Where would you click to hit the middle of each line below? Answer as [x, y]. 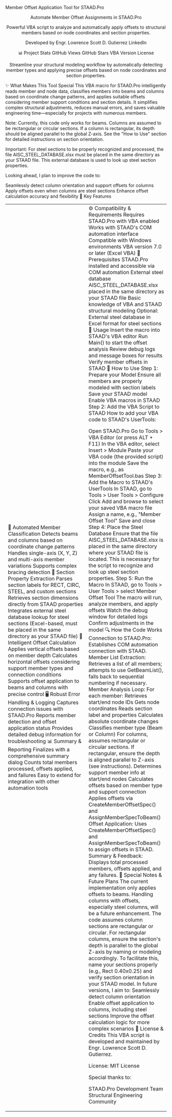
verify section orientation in [122, 977]
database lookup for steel [38, 617]
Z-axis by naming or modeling [125, 952]
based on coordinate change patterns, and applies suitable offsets [75, 97]
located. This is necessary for [124, 559]
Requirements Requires [117, 215]
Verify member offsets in [118, 362]
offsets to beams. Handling [121, 894]
